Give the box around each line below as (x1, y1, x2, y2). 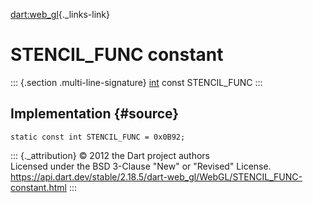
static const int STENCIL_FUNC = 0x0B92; (10, 132, 186, 142)
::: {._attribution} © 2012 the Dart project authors (10, 149, 210, 161)
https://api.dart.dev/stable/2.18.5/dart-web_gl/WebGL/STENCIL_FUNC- (10, 170, 303, 183)
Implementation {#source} (10, 105, 180, 123)
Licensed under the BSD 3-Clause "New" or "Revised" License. (10, 160, 272, 172)
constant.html (10, 181, 67, 193)
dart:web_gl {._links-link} (10, 9, 110, 20)
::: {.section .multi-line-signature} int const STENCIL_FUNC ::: (10, 76, 263, 88)
